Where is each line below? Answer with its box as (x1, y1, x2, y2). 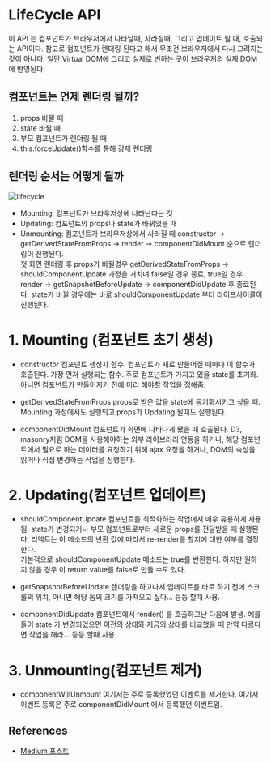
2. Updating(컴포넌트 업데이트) (8, 486, 207, 504)
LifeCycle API (8, 6, 101, 24)
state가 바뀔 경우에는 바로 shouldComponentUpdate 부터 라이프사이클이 (31, 289, 263, 299)
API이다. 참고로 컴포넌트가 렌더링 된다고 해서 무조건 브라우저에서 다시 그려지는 (16, 43, 264, 54)
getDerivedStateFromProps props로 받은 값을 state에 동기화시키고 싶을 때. (19, 397, 260, 406)
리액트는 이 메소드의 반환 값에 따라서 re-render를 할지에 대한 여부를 (31, 534, 244, 544)
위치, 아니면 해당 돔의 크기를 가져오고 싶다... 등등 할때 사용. (35, 592, 221, 602)
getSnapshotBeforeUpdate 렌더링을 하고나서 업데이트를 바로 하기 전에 (19, 582, 245, 592)
